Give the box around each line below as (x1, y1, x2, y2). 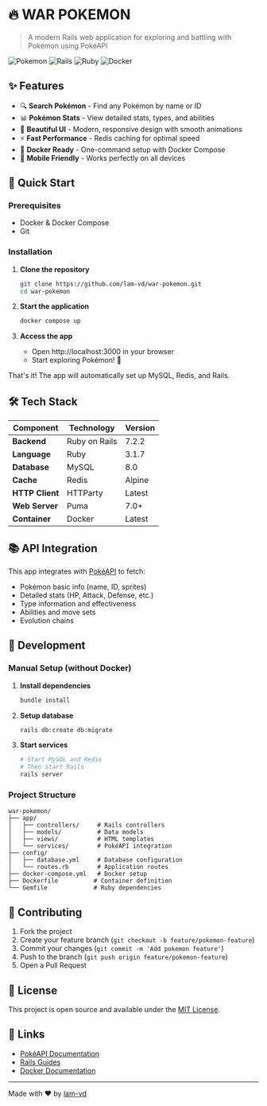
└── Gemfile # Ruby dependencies (8, 884, 161, 892)
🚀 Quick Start (8, 177, 75, 190)
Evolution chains (19, 615, 74, 625)
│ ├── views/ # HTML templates (8, 835, 155, 843)
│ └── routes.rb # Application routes (8, 863, 169, 871)
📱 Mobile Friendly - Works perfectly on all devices (19, 153, 186, 162)
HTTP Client (12, 488, 60, 499)
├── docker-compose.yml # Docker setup (8, 870, 148, 878)
